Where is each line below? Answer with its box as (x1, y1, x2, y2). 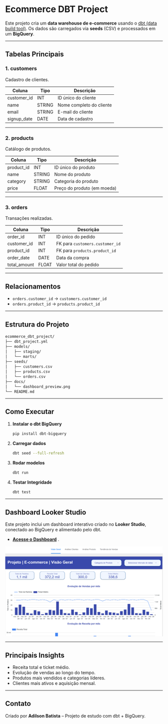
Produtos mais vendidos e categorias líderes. (12, 675, 106, 681)
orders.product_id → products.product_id (12, 301, 100, 307)
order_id (7, 233, 25, 239)
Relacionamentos (5, 282, 61, 291)
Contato (5, 699, 31, 708)
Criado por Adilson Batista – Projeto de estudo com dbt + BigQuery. (5, 712, 146, 718)
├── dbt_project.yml (5, 339, 48, 344)
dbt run (12, 470, 28, 475)
